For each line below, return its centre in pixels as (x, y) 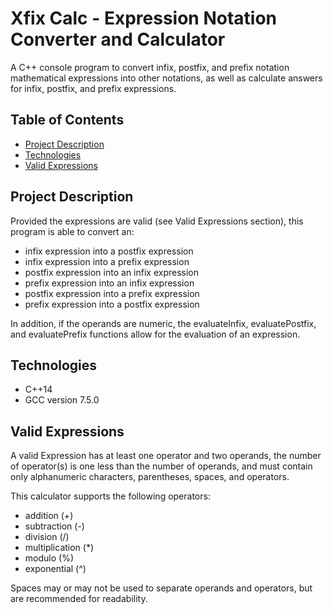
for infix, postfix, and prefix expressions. (93, 88)
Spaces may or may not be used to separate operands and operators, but (161, 588)
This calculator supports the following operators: (110, 496)
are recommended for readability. (79, 599)
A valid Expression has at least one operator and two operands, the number (166, 456)
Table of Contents (67, 120)
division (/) (47, 537)
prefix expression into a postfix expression (112, 304)
